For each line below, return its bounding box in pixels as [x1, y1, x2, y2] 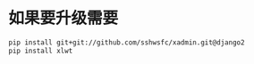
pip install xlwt [8, 46, 73, 55]
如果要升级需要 [8, 8, 119, 28]
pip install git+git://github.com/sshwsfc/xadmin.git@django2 [8, 37, 245, 47]
